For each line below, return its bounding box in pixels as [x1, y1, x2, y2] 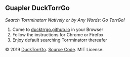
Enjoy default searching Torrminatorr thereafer [12, 37, 107, 43]
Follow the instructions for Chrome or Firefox [12, 31, 104, 37]
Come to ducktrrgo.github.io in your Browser [12, 27, 104, 32]
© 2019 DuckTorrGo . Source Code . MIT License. [5, 46, 104, 52]
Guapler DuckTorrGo [5, 4, 70, 12]
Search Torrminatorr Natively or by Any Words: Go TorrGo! [5, 17, 125, 23]
